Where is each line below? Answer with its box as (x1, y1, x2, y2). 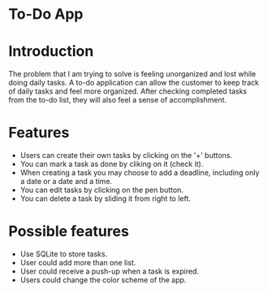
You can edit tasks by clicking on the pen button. (19, 185, 184, 195)
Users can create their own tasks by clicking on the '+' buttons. (19, 151, 233, 160)
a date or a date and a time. (19, 177, 112, 186)
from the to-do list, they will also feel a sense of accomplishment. (8, 95, 227, 105)
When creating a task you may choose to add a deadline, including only (19, 168, 260, 177)
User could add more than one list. (19, 258, 136, 267)
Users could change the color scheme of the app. (19, 275, 187, 285)
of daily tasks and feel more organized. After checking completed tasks (8, 86, 248, 96)
